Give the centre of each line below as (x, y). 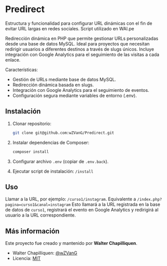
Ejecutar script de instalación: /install (53, 171)
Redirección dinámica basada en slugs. (53, 85)
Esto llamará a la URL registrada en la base (116, 204)
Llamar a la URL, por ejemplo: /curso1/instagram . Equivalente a (71, 199)
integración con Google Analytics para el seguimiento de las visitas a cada (82, 55)
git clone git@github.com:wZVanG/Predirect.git (63, 133)
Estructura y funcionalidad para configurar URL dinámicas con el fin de (79, 23)
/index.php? (150, 200)
